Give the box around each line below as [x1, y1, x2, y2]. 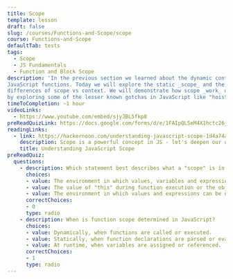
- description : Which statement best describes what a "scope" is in [19, 164, 225, 172]
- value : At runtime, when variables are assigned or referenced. [25, 242, 222, 249]
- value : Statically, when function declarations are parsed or [25, 235, 216, 242]
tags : [7, 49, 23, 56]
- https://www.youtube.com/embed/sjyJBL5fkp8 [13, 113, 148, 120]
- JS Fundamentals [13, 62, 67, 69]
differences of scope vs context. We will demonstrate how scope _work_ [7, 87, 222, 94]
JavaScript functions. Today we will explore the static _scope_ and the [7, 81, 225, 88]
